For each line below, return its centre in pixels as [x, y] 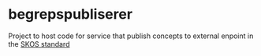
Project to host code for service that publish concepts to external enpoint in [131, 36]
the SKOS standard [39, 44]
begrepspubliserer [70, 14]
